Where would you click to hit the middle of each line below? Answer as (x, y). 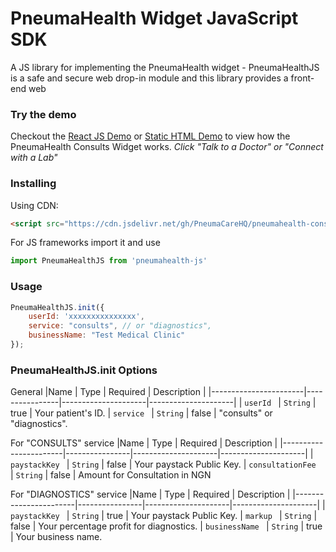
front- (302, 78)
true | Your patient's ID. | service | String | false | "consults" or (141, 413)
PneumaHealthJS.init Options (84, 370)
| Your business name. (56, 537)
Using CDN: (34, 205)
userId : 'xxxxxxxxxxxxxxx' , (86, 317)
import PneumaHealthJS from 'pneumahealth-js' (109, 261)
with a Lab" (34, 158)
